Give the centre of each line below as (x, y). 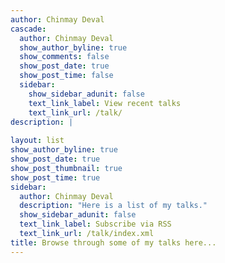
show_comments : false (64, 57)
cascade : (28, 29)
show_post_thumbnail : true (66, 168)
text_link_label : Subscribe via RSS (95, 224)
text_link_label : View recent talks (105, 103)
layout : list (37, 141)
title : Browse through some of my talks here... (113, 242)
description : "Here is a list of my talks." (113, 206)
